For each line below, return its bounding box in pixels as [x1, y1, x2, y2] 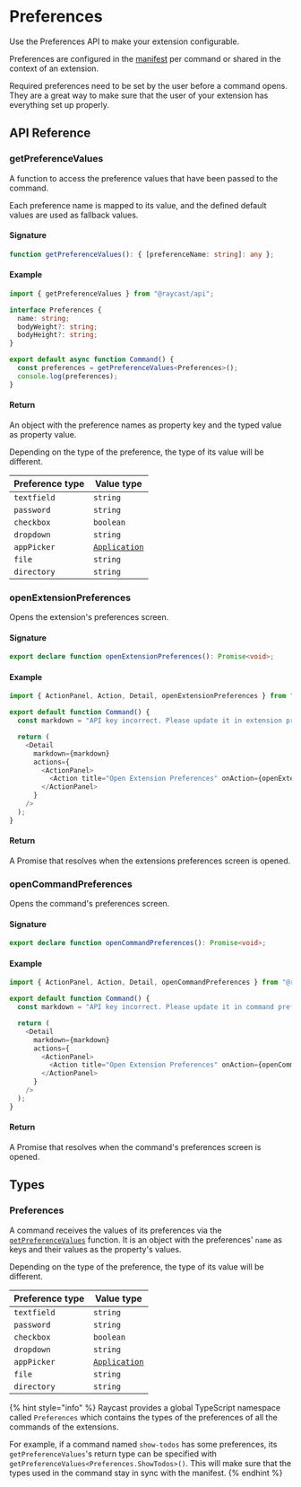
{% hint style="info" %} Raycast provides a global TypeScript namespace [9, 1402, 280, 1412]
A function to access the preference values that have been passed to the [9, 173, 279, 183]
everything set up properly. [9, 99, 110, 110]
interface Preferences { [9, 305, 102, 314]
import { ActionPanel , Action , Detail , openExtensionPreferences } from [9, 692, 287, 701]
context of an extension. [9, 63, 99, 74]
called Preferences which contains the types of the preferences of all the [9, 1412, 278, 1422]
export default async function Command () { [9, 355, 175, 365]
